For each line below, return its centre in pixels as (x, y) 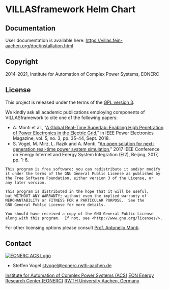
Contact (18, 243)
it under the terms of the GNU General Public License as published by (83, 174)
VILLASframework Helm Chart (71, 9)
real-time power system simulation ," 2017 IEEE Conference (98, 149)
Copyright (22, 62)
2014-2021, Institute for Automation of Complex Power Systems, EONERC (82, 74)
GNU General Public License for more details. (55, 205)
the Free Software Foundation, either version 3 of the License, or (79, 178)
